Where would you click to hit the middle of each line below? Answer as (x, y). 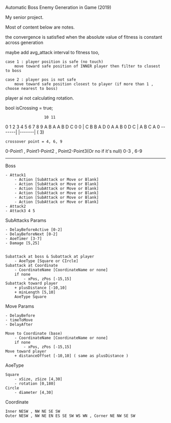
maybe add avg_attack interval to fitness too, (52, 52)
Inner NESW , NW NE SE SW (33, 411)
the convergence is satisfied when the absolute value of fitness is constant (84, 37)
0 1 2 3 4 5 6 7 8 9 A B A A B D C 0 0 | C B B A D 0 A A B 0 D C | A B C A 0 (83, 127)
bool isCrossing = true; (29, 108)
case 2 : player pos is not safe (41, 80)
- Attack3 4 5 (20, 211)
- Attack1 (16, 175)
